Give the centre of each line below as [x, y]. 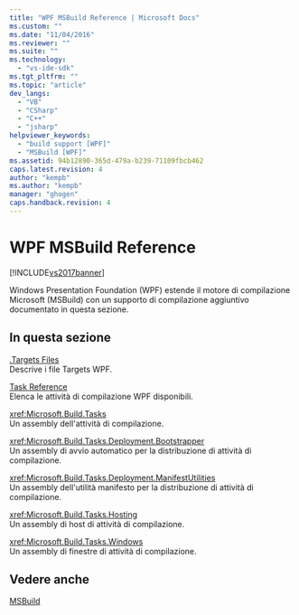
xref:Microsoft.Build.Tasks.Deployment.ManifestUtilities [112, 478]
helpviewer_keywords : [50, 136]
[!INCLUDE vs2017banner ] [57, 272]
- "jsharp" [38, 128]
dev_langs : [30, 93]
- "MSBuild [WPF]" [52, 152]
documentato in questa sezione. [69, 309]
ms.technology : [38, 60]
